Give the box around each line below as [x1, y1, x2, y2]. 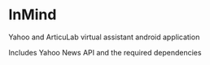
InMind [8, 6, 57, 24]
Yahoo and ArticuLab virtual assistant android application [8, 32, 200, 42]
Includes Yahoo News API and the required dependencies [8, 47, 202, 57]
